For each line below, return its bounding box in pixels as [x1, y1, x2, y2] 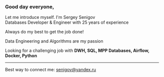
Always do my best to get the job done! [5, 29, 84, 35]
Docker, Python [5, 53, 38, 59]
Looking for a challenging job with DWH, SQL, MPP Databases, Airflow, [5, 47, 150, 54]
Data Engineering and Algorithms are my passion [5, 38, 103, 44]
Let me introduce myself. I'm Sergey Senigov [5, 15, 95, 20]
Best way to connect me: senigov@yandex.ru [5, 67, 96, 73]
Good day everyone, [5, 3, 55, 10]
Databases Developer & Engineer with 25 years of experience [5, 19, 129, 25]
